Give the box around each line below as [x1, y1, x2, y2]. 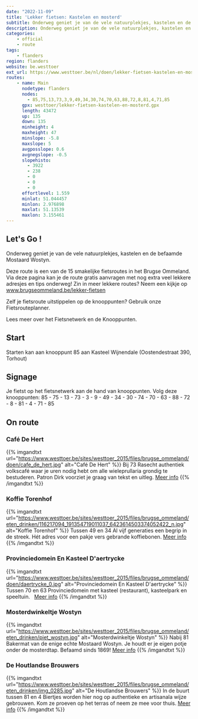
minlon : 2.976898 [21, 201, 65, 207]
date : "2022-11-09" [6, 8, 54, 15]
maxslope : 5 [21, 140, 51, 147]
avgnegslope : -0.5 [21, 151, 67, 157]
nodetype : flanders [21, 86, 70, 92]
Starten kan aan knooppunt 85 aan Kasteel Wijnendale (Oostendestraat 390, [6, 349, 192, 356]
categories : [6, 31, 35, 37]
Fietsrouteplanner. [6, 304, 50, 311]
